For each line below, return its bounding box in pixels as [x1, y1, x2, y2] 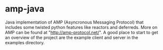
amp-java [5, 3, 45, 14]
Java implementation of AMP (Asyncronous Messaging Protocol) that [5, 19, 144, 25]
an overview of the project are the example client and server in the [5, 35, 139, 40]
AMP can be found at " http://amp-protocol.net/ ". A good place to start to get [5, 29, 158, 35]
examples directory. [5, 39, 45, 45]
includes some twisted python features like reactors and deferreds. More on [5, 24, 158, 30]
